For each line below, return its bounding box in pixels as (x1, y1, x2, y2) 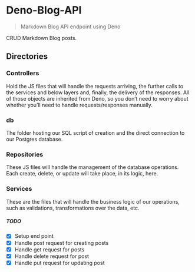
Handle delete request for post (14, 253, 90, 260)
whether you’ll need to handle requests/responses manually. (6, 101, 153, 108)
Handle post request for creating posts (14, 239, 109, 246)
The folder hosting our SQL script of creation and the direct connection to (6, 129, 185, 136)
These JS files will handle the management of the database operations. (6, 164, 179, 171)
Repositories (6, 150, 44, 158)
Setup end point (14, 233, 54, 240)
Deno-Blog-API (6, 4, 82, 17)
